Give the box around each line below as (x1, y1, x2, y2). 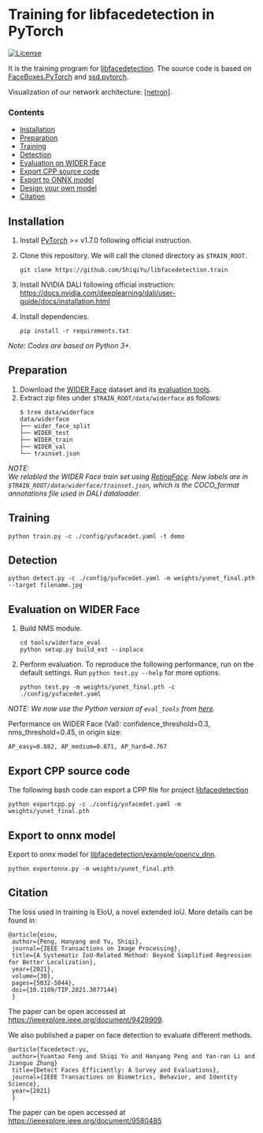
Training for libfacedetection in (8, 6, 215, 24)
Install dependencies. (19, 312, 90, 321)
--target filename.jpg (8, 581, 83, 589)
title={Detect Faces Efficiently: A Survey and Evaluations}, (11, 1066, 220, 1074)
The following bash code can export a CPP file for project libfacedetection (8, 786, 249, 795)
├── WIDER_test (19, 429, 70, 436)
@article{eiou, (8, 931, 58, 938)
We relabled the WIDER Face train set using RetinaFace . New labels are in (8, 471, 249, 481)
